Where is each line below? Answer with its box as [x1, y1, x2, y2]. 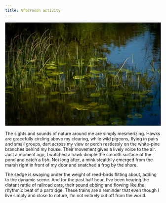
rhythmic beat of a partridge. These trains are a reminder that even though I [5, 187, 160, 193]
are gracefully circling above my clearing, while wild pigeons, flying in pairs [5, 136, 159, 142]
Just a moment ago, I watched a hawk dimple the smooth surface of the [5, 152, 152, 158]
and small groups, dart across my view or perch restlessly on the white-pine [5, 141, 160, 147]
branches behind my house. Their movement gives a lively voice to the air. [5, 146, 157, 152]
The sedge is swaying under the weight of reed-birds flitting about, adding [5, 171, 157, 177]
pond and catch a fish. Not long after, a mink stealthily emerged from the [5, 157, 153, 163]
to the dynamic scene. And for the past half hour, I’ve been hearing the [5, 177, 149, 183]
